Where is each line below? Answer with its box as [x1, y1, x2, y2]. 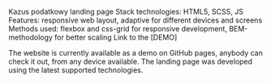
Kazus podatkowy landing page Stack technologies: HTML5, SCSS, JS [8, 7, 243, 16]
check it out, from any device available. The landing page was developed [8, 56, 253, 66]
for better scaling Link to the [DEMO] [54, 32, 178, 42]
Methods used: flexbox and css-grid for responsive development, [8, 24, 227, 33]
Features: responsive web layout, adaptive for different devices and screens [8, 15, 263, 25]
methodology [8, 32, 53, 42]
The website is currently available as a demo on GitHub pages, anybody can [8, 48, 264, 57]
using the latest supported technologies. [8, 65, 144, 75]
